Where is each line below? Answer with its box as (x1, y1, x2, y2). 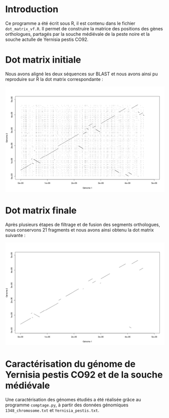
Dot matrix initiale (5, 54, 81, 66)
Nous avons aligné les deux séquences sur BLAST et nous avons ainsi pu (5, 71, 158, 77)
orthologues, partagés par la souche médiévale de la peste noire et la (5, 31, 150, 37)
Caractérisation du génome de (5, 358, 136, 370)
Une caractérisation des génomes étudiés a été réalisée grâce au (5, 396, 141, 402)
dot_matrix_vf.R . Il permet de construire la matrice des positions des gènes (5, 25, 163, 31)
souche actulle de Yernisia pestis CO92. (5, 36, 89, 42)
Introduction (5, 4, 59, 15)
